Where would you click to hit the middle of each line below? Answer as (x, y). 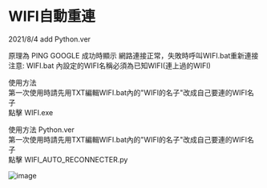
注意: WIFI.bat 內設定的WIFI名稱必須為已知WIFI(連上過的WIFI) (109, 66)
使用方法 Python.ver (41, 130)
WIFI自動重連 (52, 16)
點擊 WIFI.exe (31, 112)
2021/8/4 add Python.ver (49, 39)
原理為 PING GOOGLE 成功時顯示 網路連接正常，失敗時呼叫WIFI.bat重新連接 (133, 55)
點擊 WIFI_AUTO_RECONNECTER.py (68, 159)
